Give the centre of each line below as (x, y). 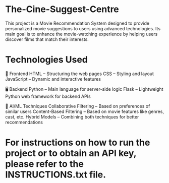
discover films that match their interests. (47, 39)
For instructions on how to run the (78, 143)
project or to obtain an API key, (71, 154)
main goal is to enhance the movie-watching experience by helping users (81, 34)
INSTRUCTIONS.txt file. (56, 175)
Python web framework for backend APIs (48, 96)
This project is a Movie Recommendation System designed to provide (77, 23)
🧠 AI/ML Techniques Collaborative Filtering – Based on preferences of (78, 106)
